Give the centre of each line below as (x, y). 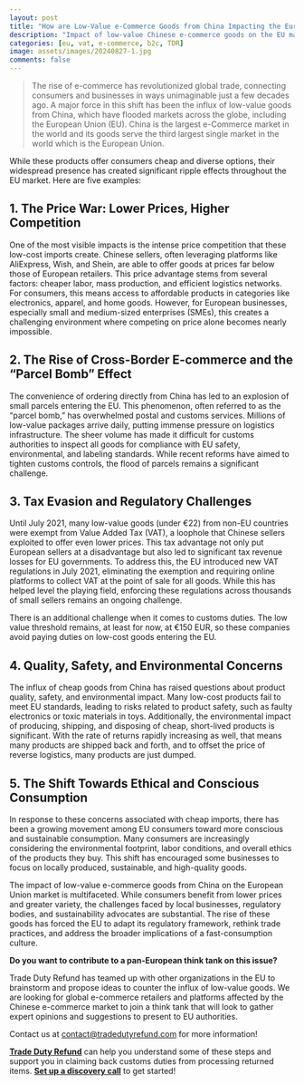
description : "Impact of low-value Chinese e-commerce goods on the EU (147, 34)
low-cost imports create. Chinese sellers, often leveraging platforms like (143, 254)
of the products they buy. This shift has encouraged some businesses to (144, 858)
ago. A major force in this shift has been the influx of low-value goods (161, 105)
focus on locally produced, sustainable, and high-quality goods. (128, 867)
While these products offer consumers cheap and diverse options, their (142, 161)
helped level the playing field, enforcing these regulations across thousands (151, 591)
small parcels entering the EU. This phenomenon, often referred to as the (145, 405)
